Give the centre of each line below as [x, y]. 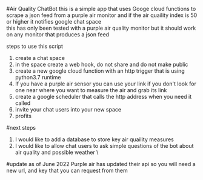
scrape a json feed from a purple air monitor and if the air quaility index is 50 [102, 15]
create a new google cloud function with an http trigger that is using [100, 71]
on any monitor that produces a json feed [58, 35]
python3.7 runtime [38, 77]
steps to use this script [35, 46]
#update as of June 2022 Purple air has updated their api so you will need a [101, 164]
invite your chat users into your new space [68, 109]
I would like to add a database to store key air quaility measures [94, 139]
